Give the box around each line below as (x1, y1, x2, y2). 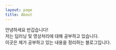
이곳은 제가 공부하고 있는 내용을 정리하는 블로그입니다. (5, 39, 111, 45)
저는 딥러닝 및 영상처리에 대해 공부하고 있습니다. (5, 33, 99, 39)
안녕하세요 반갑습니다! (5, 26, 49, 33)
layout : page (5, 7, 33, 13)
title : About (5, 12, 33, 17)
